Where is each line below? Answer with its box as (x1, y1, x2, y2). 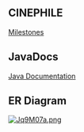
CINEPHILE (8, 6, 63, 20)
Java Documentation (8, 71, 76, 81)
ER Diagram (8, 94, 67, 107)
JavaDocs (8, 51, 59, 64)
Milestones (8, 27, 44, 36)
